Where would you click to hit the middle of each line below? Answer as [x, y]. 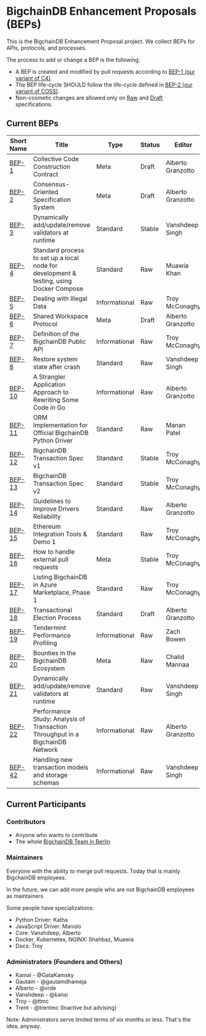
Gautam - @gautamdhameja [51, 982]
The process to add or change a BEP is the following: [73, 60]
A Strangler [49, 377]
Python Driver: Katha [42, 919]
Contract [45, 174]
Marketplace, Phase [62, 592]
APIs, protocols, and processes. [47, 48]
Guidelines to [52, 501]
